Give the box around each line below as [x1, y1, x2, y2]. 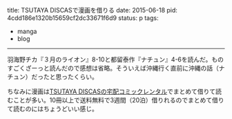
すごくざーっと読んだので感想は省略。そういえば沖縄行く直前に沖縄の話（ [7, 64, 219, 72]
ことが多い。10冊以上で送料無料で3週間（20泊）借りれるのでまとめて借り [12, 96, 224, 104]
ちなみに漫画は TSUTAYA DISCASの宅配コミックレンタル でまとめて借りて [7, 87, 216, 95]
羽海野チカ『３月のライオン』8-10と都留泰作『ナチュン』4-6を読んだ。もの [7, 55, 224, 64]
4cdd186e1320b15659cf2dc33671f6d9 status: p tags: [7, 14, 159, 22]
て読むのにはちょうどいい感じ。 [7, 104, 98, 113]
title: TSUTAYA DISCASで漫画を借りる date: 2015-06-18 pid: [7, 6, 178, 14]
